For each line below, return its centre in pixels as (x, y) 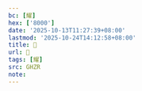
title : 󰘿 (23, 45)
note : (17, 74)
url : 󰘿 (19, 52)
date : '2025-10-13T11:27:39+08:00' (67, 30)
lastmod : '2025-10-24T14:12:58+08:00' (72, 38)
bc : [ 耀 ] (22, 15)
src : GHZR (25, 67)
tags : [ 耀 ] (26, 60)
